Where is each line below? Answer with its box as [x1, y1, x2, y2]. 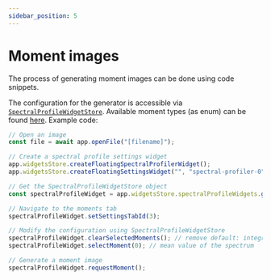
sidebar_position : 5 [8, 11, 78, 20]
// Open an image [8, 130, 67, 138]
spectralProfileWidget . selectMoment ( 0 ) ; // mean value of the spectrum [8, 242, 254, 250]
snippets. [8, 82, 40, 91]
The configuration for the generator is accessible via [8, 98, 183, 108]
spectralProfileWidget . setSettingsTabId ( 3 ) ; [8, 212, 161, 220]
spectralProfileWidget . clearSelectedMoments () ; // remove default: [8, 234, 240, 243]
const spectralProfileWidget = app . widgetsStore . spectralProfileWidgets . [8, 189, 262, 198]
